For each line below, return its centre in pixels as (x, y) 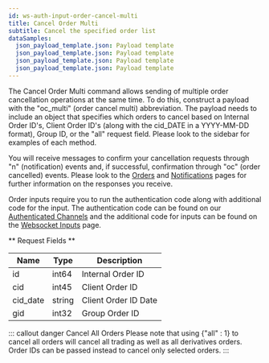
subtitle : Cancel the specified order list (82, 31)
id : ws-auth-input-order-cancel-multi (73, 16)
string (63, 300)
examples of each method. (53, 142)
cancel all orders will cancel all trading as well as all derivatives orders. (125, 341)
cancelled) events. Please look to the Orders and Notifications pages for (128, 175)
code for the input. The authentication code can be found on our (115, 208)
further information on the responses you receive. (91, 184)
